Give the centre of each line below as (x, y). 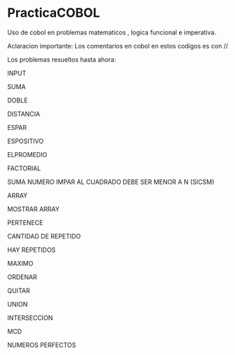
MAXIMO (20, 263)
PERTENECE (25, 222)
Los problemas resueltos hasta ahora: (62, 59)
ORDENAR (22, 277)
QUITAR (19, 290)
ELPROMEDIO (27, 154)
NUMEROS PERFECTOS (42, 344)
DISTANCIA (24, 114)
